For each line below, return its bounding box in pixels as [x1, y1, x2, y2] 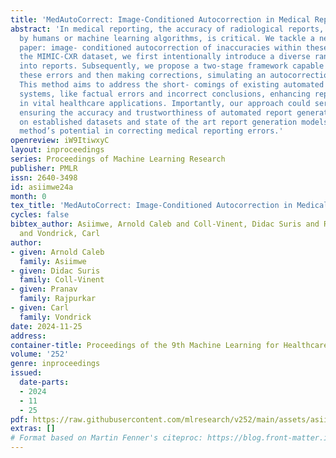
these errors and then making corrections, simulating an [19, 71, 267, 81]
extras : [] [10, 424, 56, 434]
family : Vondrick [19, 312, 92, 322]
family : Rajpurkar [19, 294, 97, 304]
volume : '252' [10, 349, 70, 360]
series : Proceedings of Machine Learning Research [10, 154, 226, 164]
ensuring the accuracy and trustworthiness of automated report [19, 107, 293, 118]
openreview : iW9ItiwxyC [10, 136, 110, 146]
